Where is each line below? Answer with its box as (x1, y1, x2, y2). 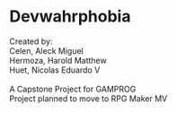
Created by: (9, 36, 53, 47)
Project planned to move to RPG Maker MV (9, 92, 168, 104)
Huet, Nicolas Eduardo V (9, 65, 101, 75)
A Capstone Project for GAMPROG (9, 83, 137, 94)
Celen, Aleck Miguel (9, 45, 84, 56)
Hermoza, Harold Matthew (9, 55, 107, 65)
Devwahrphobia (9, 6, 131, 27)
